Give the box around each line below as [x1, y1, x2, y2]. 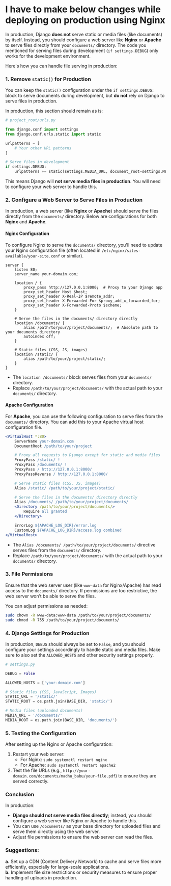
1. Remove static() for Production [5, 75, 92, 83]
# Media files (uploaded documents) [5, 708, 83, 713]
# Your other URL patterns [14, 145, 72, 151]
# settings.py [5, 662, 36, 667]
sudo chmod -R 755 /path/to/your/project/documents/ [5, 617, 120, 622]
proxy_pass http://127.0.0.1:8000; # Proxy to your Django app [23, 284, 163, 290]
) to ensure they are [115, 773, 157, 779]
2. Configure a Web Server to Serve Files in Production [5, 196, 143, 203]
